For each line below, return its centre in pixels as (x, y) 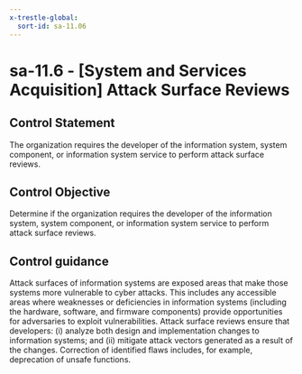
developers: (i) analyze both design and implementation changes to (134, 331)
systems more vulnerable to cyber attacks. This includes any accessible (143, 293)
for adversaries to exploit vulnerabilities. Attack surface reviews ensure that (150, 322)
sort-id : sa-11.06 (52, 26)
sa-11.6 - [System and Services (128, 71)
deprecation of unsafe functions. (70, 360)
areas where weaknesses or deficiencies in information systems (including (148, 302)
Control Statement (62, 123)
